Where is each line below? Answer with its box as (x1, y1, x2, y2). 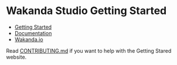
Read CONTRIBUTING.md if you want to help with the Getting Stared (6, 47, 172, 54)
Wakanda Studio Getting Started (6, 4, 167, 18)
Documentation (14, 29, 52, 36)
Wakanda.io (14, 36, 43, 43)
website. (6, 53, 27, 60)
